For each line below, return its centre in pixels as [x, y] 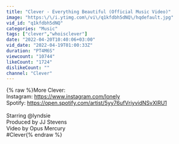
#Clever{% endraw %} [34, 135]
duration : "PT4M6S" [31, 51]
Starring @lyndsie [29, 116]
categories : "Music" [32, 28]
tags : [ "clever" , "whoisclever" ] [47, 34]
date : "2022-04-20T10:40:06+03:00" [51, 40]
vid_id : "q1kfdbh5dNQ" [35, 23]
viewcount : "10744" [31, 56]
